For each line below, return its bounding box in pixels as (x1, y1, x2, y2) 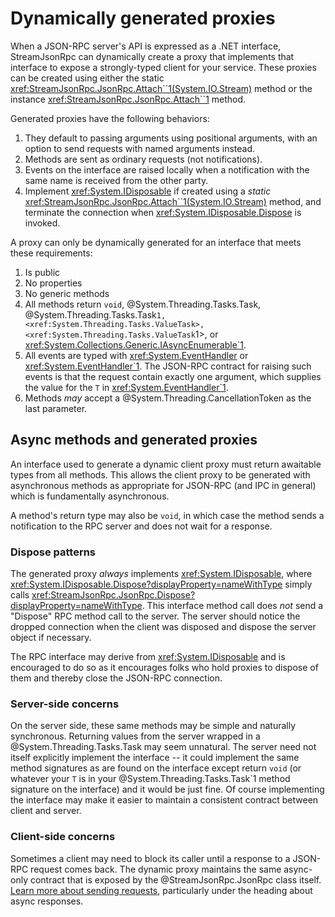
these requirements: (10, 247, 93, 259)
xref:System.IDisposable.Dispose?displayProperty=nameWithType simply (10, 578, 313, 591)
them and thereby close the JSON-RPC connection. (10, 672, 223, 684)
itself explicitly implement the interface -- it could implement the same (10, 752, 300, 764)
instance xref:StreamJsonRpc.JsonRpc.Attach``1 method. (10, 93, 247, 105)
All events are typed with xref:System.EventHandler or (24, 349, 249, 361)
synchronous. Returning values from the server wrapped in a (10, 730, 261, 742)
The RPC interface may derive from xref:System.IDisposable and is (10, 651, 286, 663)
